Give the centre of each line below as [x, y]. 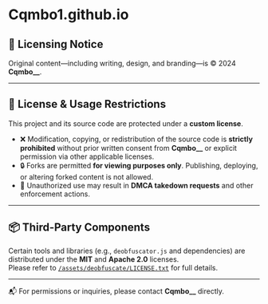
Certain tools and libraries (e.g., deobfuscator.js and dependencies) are [127, 251]
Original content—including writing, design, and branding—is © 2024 [122, 63]
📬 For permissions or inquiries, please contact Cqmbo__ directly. [116, 291]
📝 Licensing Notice [56, 44]
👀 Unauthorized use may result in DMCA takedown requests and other [136, 185]
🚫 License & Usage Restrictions [87, 104]
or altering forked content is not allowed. [87, 176]
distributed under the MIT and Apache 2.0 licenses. [94, 259]
